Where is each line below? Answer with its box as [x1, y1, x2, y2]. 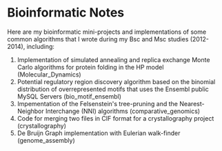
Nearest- [179, 99, 205, 108]
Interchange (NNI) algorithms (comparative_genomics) [45, 107, 201, 115]
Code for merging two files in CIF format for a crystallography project [17, 114, 214, 122]
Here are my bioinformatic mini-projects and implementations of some [7, 28, 207, 36]
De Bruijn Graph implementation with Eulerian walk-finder [17, 129, 181, 137]
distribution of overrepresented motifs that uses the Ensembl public [17, 85, 209, 93]
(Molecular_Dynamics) [17, 70, 81, 79]
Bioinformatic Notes [7, 5, 125, 21]
